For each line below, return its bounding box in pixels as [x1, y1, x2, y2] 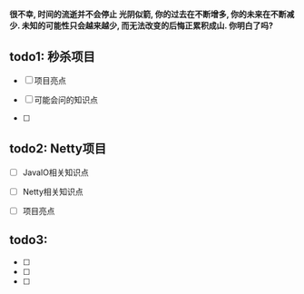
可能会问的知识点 [34, 94, 98, 105]
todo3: [9, 232, 48, 248]
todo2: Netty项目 [9, 141, 107, 157]
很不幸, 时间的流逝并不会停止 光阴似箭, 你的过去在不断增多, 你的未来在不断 [9, 9, 287, 19]
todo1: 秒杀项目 [9, 49, 95, 64]
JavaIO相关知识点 [22, 167, 89, 178]
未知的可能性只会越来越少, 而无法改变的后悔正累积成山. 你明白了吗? [21, 20, 274, 31]
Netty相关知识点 [22, 186, 83, 197]
